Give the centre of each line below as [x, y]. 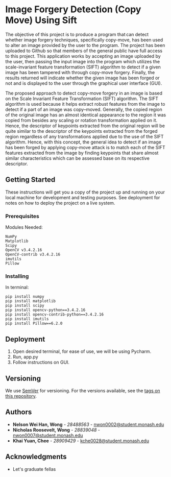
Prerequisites [22, 216]
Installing [17, 276]
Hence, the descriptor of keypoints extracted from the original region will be [85, 126]
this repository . [21, 396]
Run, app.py [25, 357]
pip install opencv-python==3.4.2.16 [45, 310]
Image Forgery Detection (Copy [73, 9]
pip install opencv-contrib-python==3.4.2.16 [54, 315]
